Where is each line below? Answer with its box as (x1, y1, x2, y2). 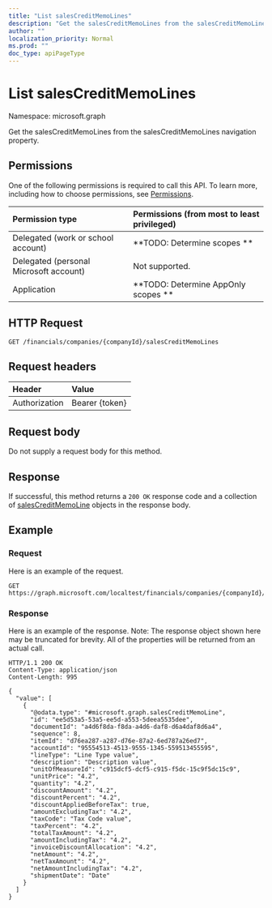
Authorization (12, 398, 64, 409)
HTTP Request (8, 317, 83, 330)
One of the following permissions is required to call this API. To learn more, (8, 180, 258, 190)
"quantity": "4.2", (29, 779, 96, 787)
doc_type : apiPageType (8, 49, 85, 58)
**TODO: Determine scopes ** (133, 237, 253, 248)
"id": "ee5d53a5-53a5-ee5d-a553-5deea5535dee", (29, 715, 194, 723)
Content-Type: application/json (8, 666, 117, 674)
